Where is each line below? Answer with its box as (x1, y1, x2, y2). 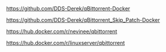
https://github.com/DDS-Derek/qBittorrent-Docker (6, 5, 131, 12)
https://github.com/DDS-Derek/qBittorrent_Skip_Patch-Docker (6, 17, 160, 23)
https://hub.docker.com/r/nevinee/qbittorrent (6, 28, 117, 35)
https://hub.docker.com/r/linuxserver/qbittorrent (6, 40, 125, 46)
